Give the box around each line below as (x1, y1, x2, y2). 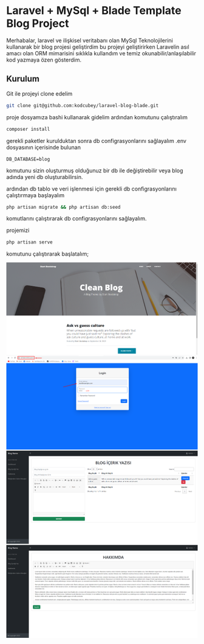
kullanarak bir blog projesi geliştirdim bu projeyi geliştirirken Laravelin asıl (6, 43, 189, 51)
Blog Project (6, 16, 69, 30)
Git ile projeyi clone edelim (6, 89, 73, 97)
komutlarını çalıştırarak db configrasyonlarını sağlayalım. (6, 215, 147, 222)
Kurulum (6, 74, 40, 84)
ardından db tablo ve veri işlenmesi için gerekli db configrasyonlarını (6, 185, 177, 192)
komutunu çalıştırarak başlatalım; (6, 250, 89, 257)
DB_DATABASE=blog (6, 156, 50, 162)
